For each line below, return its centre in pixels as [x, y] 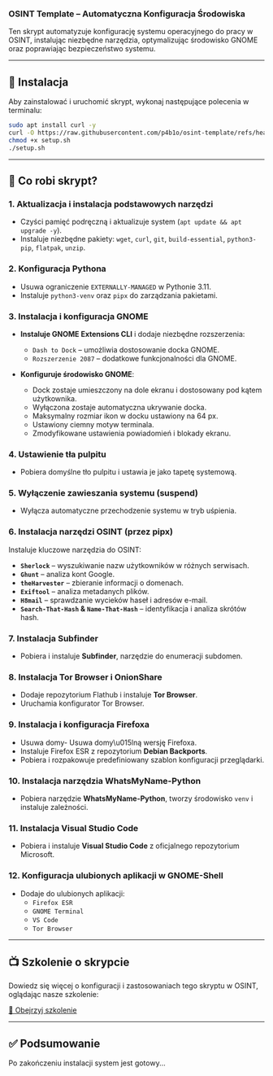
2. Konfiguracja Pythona [58, 269]
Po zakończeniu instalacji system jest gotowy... [87, 1063]
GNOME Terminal [58, 912]
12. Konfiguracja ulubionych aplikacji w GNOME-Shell [116, 876]
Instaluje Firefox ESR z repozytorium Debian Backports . [114, 751]
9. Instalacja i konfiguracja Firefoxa [79, 724]
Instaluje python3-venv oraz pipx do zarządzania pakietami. [119, 295]
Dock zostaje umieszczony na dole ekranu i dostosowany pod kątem [147, 390]
